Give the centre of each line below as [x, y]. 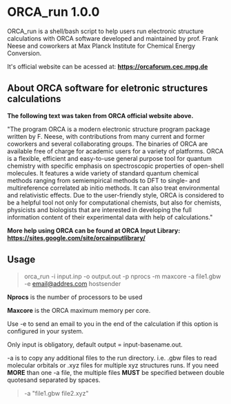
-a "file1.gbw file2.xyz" [56, 393]
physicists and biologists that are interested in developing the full [99, 210]
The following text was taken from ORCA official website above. [100, 115]
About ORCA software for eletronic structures [108, 88]
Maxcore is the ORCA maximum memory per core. [79, 310]
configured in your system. [46, 331]
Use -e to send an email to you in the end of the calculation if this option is [113, 324]
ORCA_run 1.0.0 [53, 12]
